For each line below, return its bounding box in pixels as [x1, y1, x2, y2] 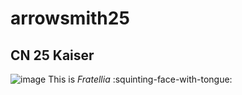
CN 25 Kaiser [10, 47, 95, 64]
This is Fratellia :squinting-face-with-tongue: [48, 73, 233, 85]
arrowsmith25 [10, 7, 130, 30]
